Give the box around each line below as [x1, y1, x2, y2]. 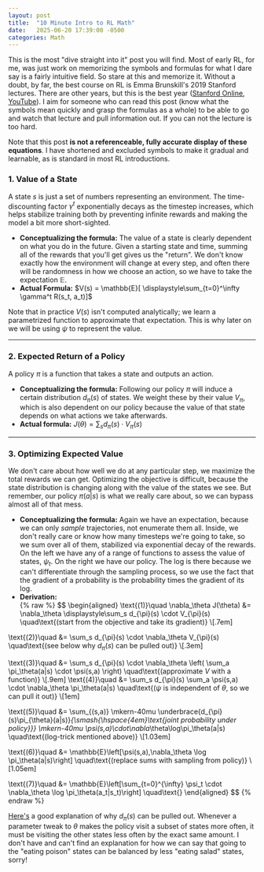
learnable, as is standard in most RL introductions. [8, 154, 170, 164]
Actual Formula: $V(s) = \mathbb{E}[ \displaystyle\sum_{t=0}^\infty [19, 284, 240, 293]
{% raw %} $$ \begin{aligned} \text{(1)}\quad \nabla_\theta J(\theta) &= [19, 600, 251, 610]
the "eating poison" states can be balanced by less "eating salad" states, [8, 846, 244, 855]
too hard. [8, 122, 38, 132]
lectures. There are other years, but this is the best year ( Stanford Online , [8, 88, 245, 98]
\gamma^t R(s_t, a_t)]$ [19, 292, 93, 302]
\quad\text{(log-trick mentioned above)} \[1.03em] [8, 732, 171, 741]
